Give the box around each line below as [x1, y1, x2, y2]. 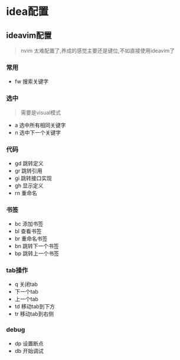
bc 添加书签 [14, 220, 44, 228]
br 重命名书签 [14, 235, 48, 243]
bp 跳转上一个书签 [14, 250, 59, 257]
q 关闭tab [14, 281, 38, 288]
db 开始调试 [14, 347, 44, 354]
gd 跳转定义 [14, 160, 44, 167]
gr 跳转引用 [14, 167, 42, 174]
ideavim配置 [6, 30, 52, 40]
